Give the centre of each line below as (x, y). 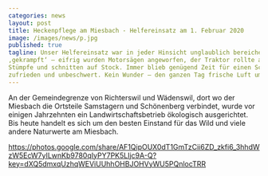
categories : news (37, 16)
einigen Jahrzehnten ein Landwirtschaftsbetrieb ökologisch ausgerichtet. (128, 114)
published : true (35, 45)
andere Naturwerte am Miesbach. (63, 131)
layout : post (30, 23)
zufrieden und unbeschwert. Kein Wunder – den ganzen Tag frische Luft (130, 75)
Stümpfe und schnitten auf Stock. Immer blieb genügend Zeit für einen (130, 68)
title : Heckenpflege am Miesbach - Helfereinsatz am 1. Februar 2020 (126, 30)
